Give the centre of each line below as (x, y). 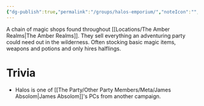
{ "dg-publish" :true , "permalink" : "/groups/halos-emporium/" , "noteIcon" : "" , (103, 12)
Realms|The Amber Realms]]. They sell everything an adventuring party (96, 35)
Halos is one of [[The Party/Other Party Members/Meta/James (93, 90)
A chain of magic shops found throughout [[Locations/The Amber (88, 29)
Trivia (21, 73)
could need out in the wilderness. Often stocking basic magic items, (91, 42)
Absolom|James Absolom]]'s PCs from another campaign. (88, 96)
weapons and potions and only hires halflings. (64, 48)
